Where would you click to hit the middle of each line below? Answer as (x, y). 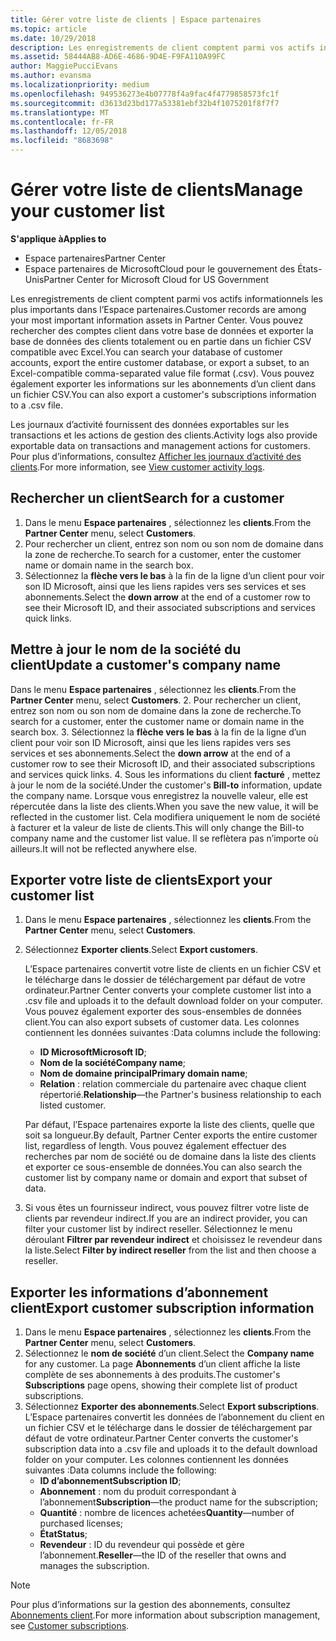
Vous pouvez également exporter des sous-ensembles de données (163, 1012)
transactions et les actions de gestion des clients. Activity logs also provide (164, 435)
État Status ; (63, 1534)
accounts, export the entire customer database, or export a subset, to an (160, 362)
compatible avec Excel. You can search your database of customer (146, 352)
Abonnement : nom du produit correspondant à (138, 1492)
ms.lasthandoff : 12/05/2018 (69, 131)
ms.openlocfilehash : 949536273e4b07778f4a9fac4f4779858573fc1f (145, 94)
